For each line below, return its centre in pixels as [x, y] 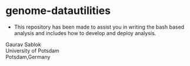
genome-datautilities [58, 11]
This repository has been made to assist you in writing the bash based [99, 27]
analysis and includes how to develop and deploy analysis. [85, 33]
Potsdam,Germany [28, 57]
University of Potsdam [32, 50]
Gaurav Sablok [24, 44]
